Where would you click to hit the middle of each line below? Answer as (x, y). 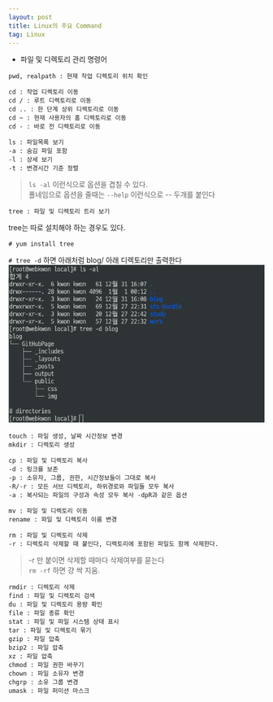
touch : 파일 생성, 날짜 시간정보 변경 (66, 436)
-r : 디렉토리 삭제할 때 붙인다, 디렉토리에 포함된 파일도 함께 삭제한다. (114, 544)
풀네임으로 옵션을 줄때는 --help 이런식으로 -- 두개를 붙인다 (121, 194)
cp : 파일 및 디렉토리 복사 (48, 461)
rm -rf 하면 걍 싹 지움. (64, 570)
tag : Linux (27, 34)
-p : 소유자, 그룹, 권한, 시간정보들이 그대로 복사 (82, 478)
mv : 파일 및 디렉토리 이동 (48, 511)
